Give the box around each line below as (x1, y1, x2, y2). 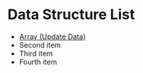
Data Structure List (7, 6, 135, 24)
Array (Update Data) (18, 32, 86, 41)
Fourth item (18, 57, 58, 67)
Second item (18, 40, 62, 49)
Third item (18, 48, 54, 58)
